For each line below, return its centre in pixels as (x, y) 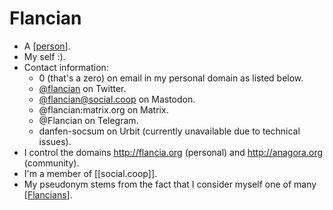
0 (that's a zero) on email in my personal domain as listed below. (171, 78)
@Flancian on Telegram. (88, 120)
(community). (51, 163)
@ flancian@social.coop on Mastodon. (117, 99)
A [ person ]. (47, 46)
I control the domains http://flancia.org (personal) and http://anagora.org (173, 152)
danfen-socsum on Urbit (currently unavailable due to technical (169, 131)
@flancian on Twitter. (82, 88)
